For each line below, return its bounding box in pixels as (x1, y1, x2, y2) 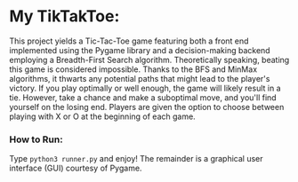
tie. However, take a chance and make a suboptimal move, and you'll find (9, 91, 278, 103)
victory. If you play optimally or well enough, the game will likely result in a (9, 83, 282, 93)
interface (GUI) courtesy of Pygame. (9, 162, 142, 174)
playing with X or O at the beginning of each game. (9, 111, 196, 122)
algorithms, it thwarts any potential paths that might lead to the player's (9, 73, 270, 83)
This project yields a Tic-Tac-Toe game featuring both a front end (9, 36, 249, 46)
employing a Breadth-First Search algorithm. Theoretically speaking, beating (9, 54, 290, 65)
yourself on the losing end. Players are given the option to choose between (9, 101, 285, 112)
